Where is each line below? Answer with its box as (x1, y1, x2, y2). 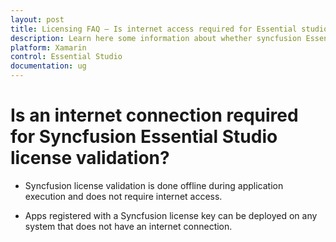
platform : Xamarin (10, 42, 87, 53)
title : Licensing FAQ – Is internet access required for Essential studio (10, 24, 329, 34)
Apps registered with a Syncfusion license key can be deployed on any (24, 209, 318, 221)
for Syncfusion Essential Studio (10, 126, 278, 148)
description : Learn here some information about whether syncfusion (10, 33, 302, 43)
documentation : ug (10, 61, 87, 71)
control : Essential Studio (10, 52, 123, 62)
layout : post (10, 14, 65, 25)
